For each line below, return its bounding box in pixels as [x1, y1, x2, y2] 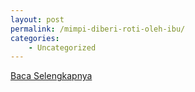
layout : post [10, 14, 65, 25]
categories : [10, 33, 60, 43]
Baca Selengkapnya [10, 70, 93, 82]
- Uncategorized [28, 42, 97, 53]
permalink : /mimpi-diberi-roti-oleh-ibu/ [10, 24, 186, 34]
